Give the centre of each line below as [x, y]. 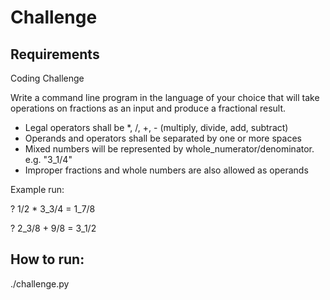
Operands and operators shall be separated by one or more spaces [163, 138]
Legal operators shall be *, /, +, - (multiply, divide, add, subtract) [156, 127]
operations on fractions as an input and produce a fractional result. [148, 108]
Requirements [55, 54]
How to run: [47, 259]
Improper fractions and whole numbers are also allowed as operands [166, 170]
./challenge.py [40, 283]
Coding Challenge [47, 78]
